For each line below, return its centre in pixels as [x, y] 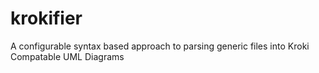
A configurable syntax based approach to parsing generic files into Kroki [160, 46]
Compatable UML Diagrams [67, 56]
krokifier [46, 18]
